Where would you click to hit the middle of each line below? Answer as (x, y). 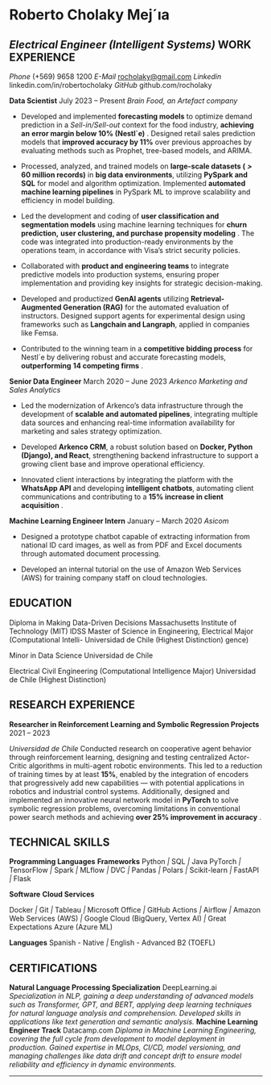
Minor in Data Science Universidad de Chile (81, 655)
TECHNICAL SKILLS (60, 843)
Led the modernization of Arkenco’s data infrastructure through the (132, 405)
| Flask (20, 879)
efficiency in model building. (68, 200)
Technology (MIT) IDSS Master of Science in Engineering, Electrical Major (131, 631)
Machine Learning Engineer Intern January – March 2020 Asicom (119, 521)
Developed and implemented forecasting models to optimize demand (136, 116)
